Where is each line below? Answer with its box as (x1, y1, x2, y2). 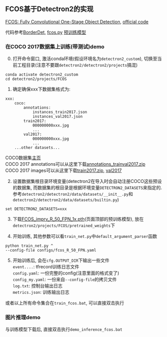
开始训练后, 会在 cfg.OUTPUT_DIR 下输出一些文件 (12, 257, 110, 263)
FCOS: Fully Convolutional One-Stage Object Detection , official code (5, 18, 149, 24)
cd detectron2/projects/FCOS (5, 77, 67, 82)
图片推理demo (5, 314, 41, 321)
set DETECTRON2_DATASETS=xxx (5, 206, 67, 212)
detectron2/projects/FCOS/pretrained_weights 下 (12, 223, 115, 229)
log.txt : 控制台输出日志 (12, 283, 62, 289)
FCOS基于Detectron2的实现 (5, 5, 94, 14)
